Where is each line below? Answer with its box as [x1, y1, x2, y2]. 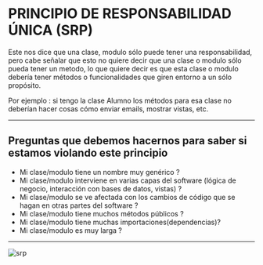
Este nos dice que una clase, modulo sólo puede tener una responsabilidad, [8, 47, 253, 56]
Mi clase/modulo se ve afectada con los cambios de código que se [19, 192, 236, 201]
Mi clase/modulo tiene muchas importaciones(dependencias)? [19, 217, 222, 227]
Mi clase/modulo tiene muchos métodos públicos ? [19, 209, 184, 218]
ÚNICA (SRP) [8, 21, 94, 39]
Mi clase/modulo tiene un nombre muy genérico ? [19, 167, 180, 176]
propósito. [8, 80, 41, 90]
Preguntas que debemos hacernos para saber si [8, 134, 247, 147]
